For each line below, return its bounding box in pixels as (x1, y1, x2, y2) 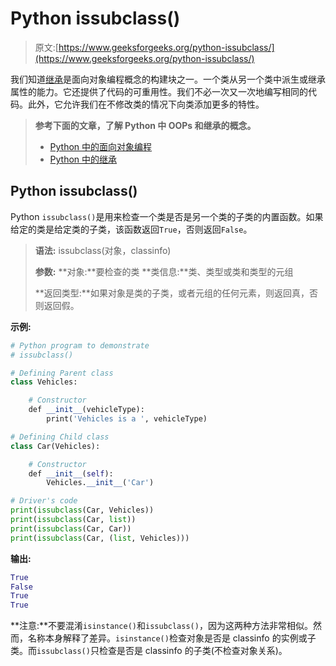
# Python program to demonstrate (10, 340, 150, 351)
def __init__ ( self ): (28, 468, 114, 479)
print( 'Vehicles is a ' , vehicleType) (46, 414, 208, 424)
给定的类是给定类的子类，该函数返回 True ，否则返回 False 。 (10, 223, 253, 235)
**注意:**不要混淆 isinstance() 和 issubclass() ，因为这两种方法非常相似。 (10, 620, 313, 632)
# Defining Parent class (10, 368, 114, 378)
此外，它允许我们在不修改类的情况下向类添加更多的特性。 (27, 98, 265, 110)
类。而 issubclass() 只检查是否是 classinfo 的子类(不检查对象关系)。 (10, 645, 288, 657)
